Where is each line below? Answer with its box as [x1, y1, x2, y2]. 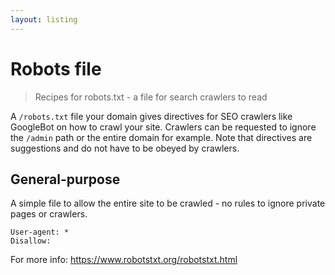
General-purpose [10, 171, 121, 188]
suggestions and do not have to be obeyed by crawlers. [10, 142, 240, 154]
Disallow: [10, 236, 52, 246]
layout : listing [10, 14, 78, 25]
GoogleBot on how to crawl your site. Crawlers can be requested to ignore [10, 121, 317, 133]
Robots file [10, 57, 102, 80]
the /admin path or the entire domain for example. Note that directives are [10, 131, 313, 143]
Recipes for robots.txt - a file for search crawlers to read [34, 91, 268, 103]
